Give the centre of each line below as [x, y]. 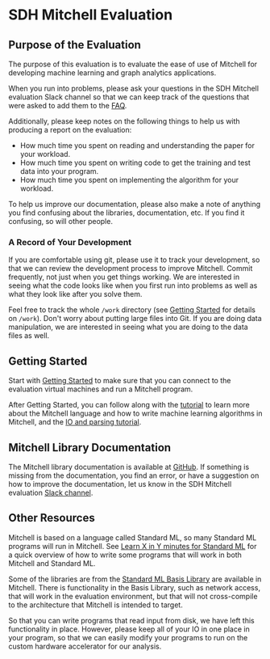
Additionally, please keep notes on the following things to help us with [124, 121]
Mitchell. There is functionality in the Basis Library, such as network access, [134, 587]
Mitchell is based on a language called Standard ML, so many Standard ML [133, 537]
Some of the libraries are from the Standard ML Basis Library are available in [135, 579]
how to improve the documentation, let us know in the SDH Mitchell [120, 484]
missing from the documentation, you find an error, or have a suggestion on [134, 475]
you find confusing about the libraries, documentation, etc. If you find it [127, 213]
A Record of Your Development [70, 242]
